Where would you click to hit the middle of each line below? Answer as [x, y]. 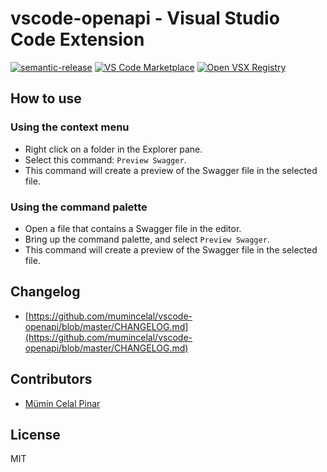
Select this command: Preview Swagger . [105, 159]
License [35, 434]
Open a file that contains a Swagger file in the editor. [133, 228]
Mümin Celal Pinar [62, 403]
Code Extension [77, 39]
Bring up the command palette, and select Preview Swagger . [147, 239]
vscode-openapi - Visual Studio [145, 18]
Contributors [51, 379]
